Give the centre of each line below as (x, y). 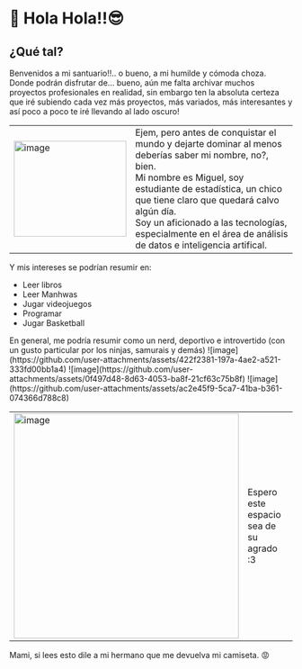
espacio (264, 515)
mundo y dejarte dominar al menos (209, 144)
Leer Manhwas (50, 294)
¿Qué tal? (37, 52)
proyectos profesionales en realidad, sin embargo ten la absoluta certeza (145, 92)
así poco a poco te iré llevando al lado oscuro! (94, 111)
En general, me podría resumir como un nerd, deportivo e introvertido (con (147, 340)
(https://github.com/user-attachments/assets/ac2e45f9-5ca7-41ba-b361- (146, 388)
